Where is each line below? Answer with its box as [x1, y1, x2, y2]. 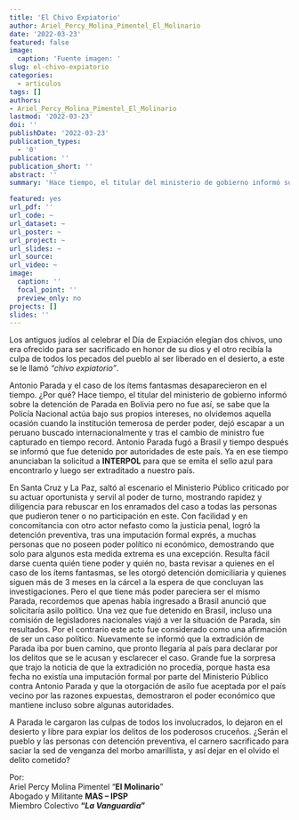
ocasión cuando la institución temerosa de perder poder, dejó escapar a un [9, 418, 285, 429]
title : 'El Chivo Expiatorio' [9, 12, 122, 22]
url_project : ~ [9, 236, 66, 245]
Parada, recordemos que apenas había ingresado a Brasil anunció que [9, 596, 267, 607]
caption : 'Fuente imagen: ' [17, 54, 122, 63]
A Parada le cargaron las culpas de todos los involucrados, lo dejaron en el [9, 717, 283, 728]
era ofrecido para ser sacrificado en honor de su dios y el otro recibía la [9, 344, 273, 355]
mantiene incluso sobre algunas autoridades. [9, 700, 174, 711]
